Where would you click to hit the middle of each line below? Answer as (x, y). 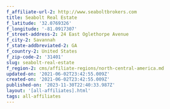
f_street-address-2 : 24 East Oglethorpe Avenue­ (68, 35)
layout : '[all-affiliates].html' (49, 91)
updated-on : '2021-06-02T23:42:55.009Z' (58, 74)
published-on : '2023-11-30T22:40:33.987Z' (61, 85)
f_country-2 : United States (42, 51)
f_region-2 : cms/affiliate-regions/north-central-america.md (85, 68)
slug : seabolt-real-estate (40, 62)
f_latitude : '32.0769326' (39, 23)
